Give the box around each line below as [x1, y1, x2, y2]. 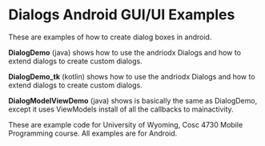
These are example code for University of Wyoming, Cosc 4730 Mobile [8, 120, 243, 129]
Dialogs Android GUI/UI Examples [8, 6, 235, 24]
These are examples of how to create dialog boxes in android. [8, 32, 212, 42]
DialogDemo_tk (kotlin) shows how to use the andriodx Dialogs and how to [8, 71, 255, 81]
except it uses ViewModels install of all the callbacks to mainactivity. [8, 104, 234, 114]
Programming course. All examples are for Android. [8, 128, 178, 138]
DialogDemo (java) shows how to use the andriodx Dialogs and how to [8, 47, 242, 57]
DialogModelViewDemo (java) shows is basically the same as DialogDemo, [8, 95, 258, 105]
